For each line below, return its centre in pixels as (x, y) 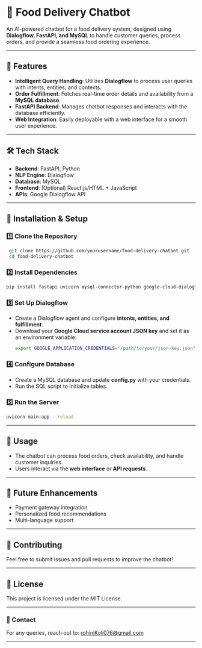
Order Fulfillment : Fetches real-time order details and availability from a (104, 93)
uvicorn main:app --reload (40, 417)
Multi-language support (44, 520)
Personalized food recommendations (61, 514)
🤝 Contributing (34, 545)
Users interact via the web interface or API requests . (81, 469)
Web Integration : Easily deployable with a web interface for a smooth (101, 119)
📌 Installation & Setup (47, 218)
